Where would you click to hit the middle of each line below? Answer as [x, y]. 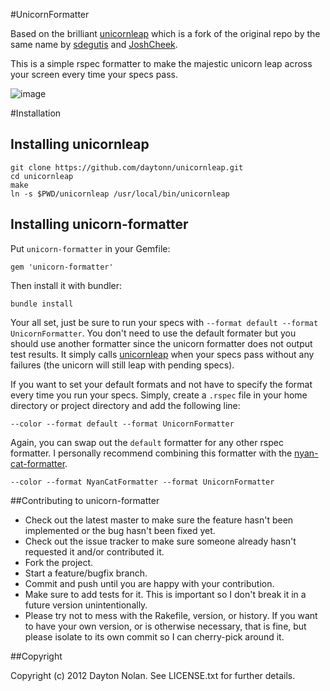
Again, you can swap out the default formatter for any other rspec [147, 442]
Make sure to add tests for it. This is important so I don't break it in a [165, 594]
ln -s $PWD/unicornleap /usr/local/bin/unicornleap [120, 194]
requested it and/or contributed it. [94, 551]
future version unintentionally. [86, 605]
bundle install [42, 304]
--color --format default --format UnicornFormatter [122, 424]
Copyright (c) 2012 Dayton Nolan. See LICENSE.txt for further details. [153, 675]
